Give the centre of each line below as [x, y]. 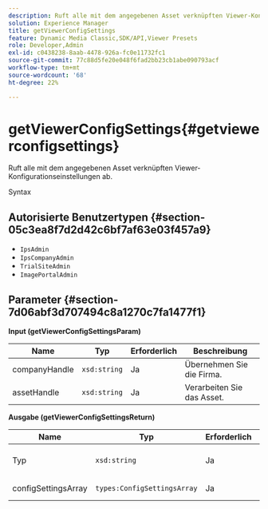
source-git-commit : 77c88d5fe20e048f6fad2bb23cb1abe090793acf [114, 61]
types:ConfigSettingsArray [146, 489]
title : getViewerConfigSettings [62, 30]
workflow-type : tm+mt [44, 68]
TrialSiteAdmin [45, 267]
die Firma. [203, 375]
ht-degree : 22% [33, 82]
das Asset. [205, 398]
